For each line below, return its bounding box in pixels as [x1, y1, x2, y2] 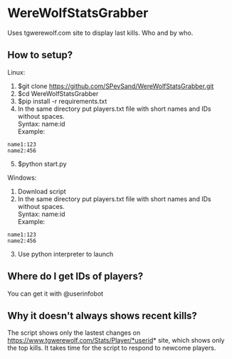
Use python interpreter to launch [17, 250, 114, 258]
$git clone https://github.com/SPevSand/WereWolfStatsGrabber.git [17, 82, 214, 90]
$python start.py [17, 159, 67, 168]
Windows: [7, 173, 37, 182]
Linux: [7, 68, 26, 76]
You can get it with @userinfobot [7, 289, 104, 298]
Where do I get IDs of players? [7, 270, 144, 282]
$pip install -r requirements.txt [17, 97, 107, 105]
